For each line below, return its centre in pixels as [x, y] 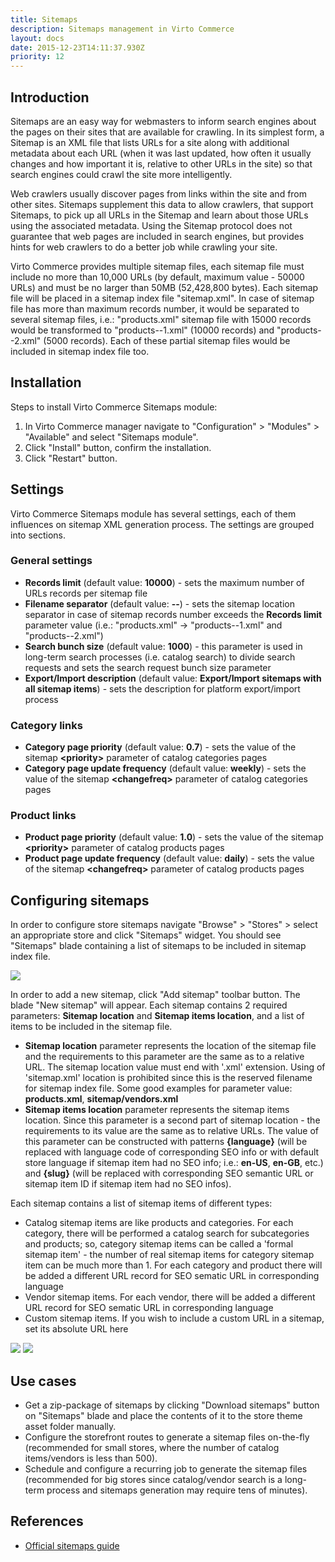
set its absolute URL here [76, 1329]
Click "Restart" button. [71, 458]
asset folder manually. [70, 1427]
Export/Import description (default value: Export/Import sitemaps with [173, 678]
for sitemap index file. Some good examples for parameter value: [158, 1088]
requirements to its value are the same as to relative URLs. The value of [172, 1131]
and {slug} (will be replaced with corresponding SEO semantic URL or [169, 1173]
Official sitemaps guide [72, 1545]
